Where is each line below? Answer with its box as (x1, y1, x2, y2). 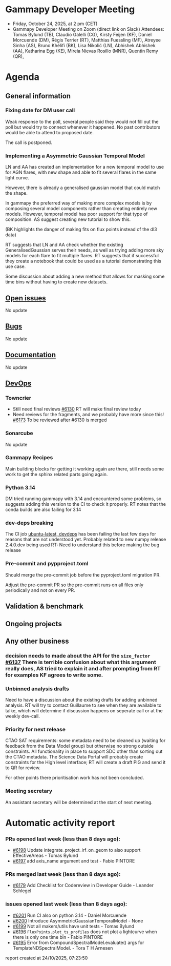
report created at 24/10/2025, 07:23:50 (5, 955, 88, 961)
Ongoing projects (5, 619, 62, 628)
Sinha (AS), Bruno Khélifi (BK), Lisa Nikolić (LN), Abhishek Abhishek (12, 42, 156, 48)
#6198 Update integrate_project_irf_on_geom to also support (12, 847, 141, 853)
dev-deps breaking (5, 519, 54, 526)
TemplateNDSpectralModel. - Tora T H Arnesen (12, 944, 113, 951)
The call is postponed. (5, 139, 52, 146)
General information (5, 91, 71, 100)
